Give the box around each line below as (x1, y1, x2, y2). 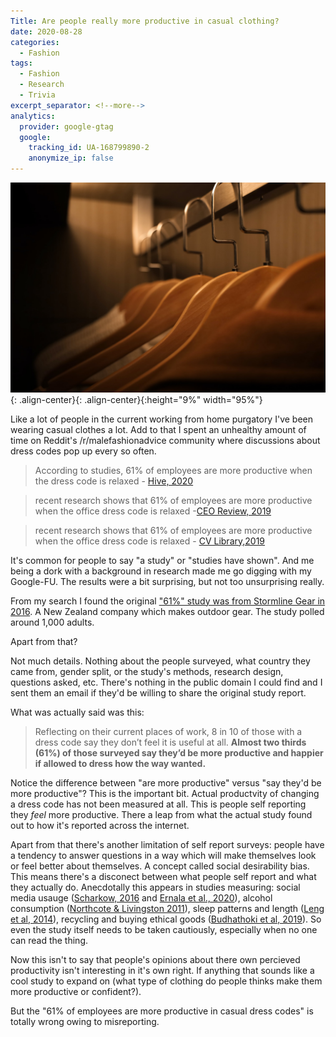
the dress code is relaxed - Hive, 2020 (34, 475, 194, 487)
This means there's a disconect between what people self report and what (10, 870, 317, 882)
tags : (10, 58, 33, 69)
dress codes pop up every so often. (10, 445, 157, 457)
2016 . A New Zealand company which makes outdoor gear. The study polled (10, 605, 325, 617)
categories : (10, 37, 60, 47)
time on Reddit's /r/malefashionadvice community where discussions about (10, 434, 321, 446)
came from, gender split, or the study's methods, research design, (10, 665, 284, 677)
